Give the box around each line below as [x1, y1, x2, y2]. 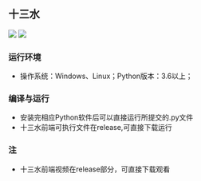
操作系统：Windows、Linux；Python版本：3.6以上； [19, 71, 193, 81]
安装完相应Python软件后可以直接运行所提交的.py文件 [19, 112, 194, 122]
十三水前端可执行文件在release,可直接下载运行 [19, 123, 173, 132]
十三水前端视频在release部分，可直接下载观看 [19, 164, 171, 174]
